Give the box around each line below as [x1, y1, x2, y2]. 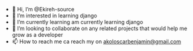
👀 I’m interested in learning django [11, 12, 98, 19]
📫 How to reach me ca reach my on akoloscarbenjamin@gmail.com [11, 38, 182, 45]
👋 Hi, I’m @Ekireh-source [11, 6, 75, 13]
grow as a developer [11, 31, 63, 38]
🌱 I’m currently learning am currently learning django [11, 19, 144, 25]
